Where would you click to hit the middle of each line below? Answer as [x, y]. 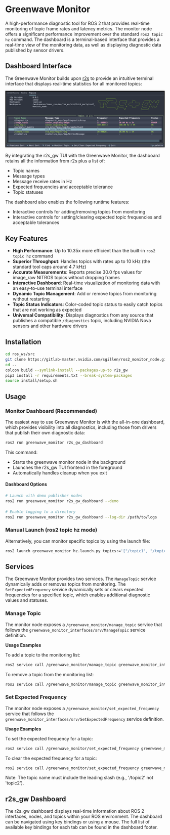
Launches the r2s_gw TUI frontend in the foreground [67, 467]
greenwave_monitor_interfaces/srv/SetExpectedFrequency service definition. [85, 719]
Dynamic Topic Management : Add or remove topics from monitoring [84, 294]
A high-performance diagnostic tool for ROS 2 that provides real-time [78, 23]
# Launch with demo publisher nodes [44, 496]
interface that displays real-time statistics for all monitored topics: [74, 83]
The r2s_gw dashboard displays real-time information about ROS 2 [75, 811]
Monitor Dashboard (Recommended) [51, 411]
